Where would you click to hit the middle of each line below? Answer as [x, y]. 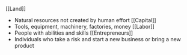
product [24, 45]
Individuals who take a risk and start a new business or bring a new [98, 39]
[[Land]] [16, 9]
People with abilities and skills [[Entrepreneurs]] [74, 33]
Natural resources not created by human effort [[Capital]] [85, 20]
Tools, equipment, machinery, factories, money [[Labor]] [84, 27]
